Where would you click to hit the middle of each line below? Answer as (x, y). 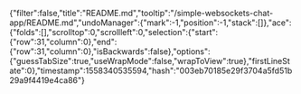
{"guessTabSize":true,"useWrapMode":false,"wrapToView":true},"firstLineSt (150, 61)
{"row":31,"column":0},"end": (63, 42)
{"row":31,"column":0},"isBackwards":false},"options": (110, 52)
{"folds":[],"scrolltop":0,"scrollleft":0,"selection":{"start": (114, 32)
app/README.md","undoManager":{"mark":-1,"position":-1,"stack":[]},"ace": (150, 23)
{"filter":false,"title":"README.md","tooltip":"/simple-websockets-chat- (141, 13)
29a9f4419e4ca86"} (47, 80)
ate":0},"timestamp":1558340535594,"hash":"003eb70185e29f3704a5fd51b (151, 70)
